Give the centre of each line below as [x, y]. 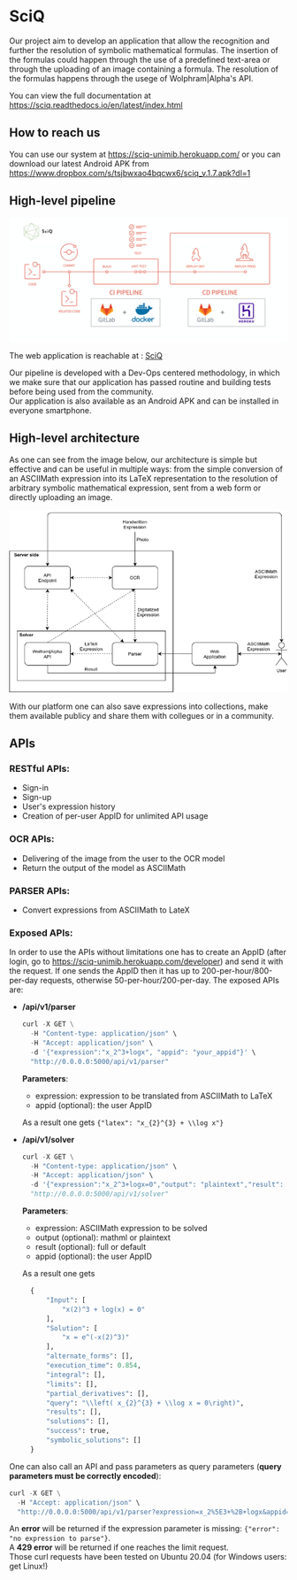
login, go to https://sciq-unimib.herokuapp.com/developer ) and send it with [146, 961]
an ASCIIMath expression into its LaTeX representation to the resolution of [144, 478]
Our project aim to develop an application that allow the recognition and [139, 41]
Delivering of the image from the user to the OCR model [123, 858]
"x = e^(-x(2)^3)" [95, 1337]
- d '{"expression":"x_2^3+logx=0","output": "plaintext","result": [157, 1185]
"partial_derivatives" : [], [97, 1393]
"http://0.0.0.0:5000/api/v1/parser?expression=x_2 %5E [120, 1512]
